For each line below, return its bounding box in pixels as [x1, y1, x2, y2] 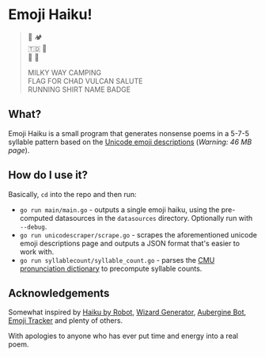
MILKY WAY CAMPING [27, 67, 101, 77]
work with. [19, 247, 55, 256]
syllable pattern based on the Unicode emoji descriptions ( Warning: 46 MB [8, 137, 252, 146]
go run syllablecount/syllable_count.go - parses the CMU [19, 255, 215, 264]
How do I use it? [8, 169, 89, 182]
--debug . [19, 222, 47, 231]
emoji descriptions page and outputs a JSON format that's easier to [19, 238, 240, 248]
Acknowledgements [8, 287, 110, 300]
